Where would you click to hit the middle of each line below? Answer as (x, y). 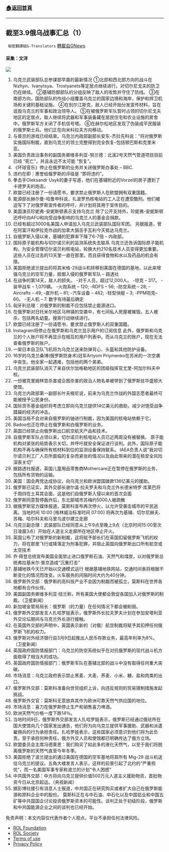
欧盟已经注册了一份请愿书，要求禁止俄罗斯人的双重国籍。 (72, 324)
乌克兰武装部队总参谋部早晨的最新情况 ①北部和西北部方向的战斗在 (82, 80)
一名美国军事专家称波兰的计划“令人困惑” (70, 770)
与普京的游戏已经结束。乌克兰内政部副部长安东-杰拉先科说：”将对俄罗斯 (88, 136)
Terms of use (27, 838)
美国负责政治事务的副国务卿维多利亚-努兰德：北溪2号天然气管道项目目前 (88, 155)
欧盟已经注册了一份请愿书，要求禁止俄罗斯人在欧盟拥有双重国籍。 (81, 193)
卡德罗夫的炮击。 (31, 186)
